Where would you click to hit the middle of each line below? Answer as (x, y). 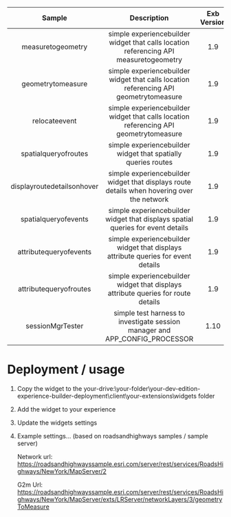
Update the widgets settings (57, 423)
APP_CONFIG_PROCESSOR (150, 339)
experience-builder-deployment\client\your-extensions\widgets (107, 396)
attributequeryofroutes (55, 289)
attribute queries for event (149, 256)
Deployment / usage (66, 370)
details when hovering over (150, 191)
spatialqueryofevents (55, 219)
